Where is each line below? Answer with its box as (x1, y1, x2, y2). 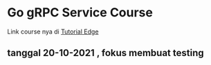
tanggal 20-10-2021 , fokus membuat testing (7, 47, 204, 59)
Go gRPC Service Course (7, 5, 154, 21)
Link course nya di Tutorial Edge (7, 27, 99, 36)
